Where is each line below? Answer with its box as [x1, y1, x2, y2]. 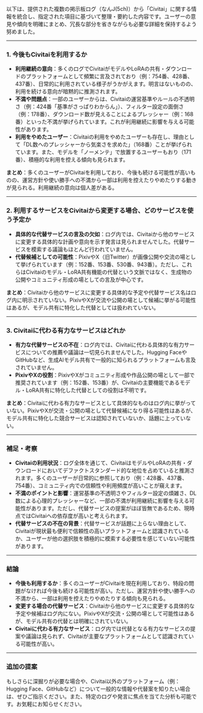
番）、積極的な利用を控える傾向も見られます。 [14, 156, 129, 164]
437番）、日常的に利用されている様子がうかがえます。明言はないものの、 [14, 81, 196, 88]
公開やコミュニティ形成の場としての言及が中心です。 [14, 276, 147, 283]
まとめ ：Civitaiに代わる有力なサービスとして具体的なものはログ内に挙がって [6, 399, 196, 406]
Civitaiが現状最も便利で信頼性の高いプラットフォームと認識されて [14, 528, 179, 535]
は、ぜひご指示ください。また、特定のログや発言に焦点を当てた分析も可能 [6, 692, 192, 700]
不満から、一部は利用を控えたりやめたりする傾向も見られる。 [14, 595, 169, 602]
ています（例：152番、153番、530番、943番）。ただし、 [41, 260, 182, 268]
